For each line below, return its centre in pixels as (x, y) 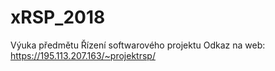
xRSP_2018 (58, 17)
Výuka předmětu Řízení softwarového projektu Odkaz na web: (138, 45)
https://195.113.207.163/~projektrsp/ (83, 55)
